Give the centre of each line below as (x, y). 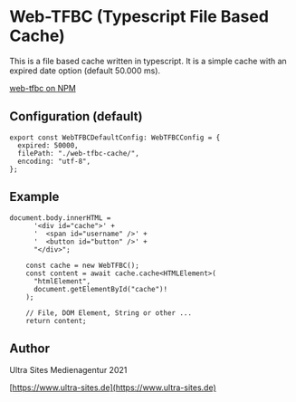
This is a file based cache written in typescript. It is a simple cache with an (148, 61)
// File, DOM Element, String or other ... (109, 313)
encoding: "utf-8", (54, 161)
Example (34, 197)
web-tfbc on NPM (43, 88)
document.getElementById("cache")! (100, 289)
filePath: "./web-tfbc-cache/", (79, 153)
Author (29, 348)
